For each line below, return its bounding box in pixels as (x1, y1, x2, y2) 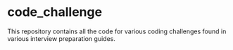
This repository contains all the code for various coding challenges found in (7, 27, 227, 35)
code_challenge (7, 4, 103, 20)
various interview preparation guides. (7, 34, 116, 42)
